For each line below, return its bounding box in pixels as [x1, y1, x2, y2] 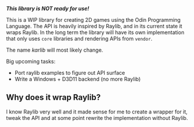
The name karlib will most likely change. [6, 46, 103, 54]
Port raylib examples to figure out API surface [14, 69, 125, 76]
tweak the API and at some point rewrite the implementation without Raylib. [6, 114, 188, 121]
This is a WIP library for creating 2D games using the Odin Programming [6, 16, 181, 23]
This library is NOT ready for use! [6, 5, 89, 12]
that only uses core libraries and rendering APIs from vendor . [6, 35, 153, 42]
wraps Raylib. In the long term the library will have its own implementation [6, 29, 185, 36]
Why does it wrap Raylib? [6, 92, 101, 102]
